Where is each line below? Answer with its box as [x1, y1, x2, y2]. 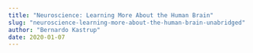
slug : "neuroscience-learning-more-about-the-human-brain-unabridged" [8, 19, 246, 26]
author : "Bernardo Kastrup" [8, 26, 101, 34]
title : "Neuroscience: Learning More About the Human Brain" [8, 11, 214, 19]
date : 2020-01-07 [8, 33, 66, 41]
